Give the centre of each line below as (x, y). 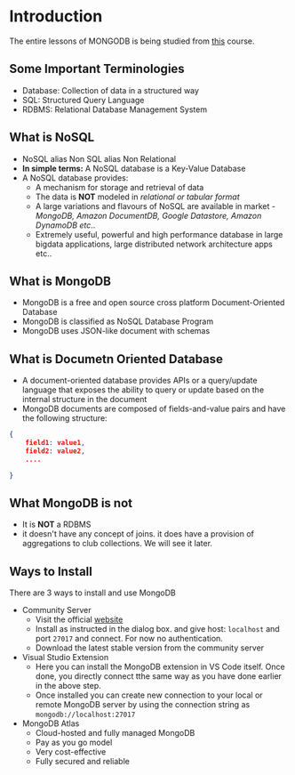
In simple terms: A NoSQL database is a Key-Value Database (134, 168)
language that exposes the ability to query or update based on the (143, 390)
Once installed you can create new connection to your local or (149, 695)
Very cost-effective (71, 752)
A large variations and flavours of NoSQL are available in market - (155, 206)
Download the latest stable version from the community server (150, 648)
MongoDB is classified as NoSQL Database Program (118, 321)
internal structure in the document (84, 400)
